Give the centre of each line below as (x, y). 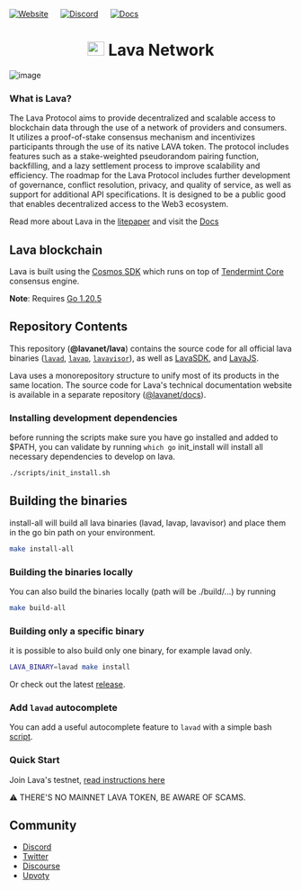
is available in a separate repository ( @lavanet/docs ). (108, 394)
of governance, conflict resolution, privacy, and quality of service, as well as (150, 185)
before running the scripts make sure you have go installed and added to (144, 437)
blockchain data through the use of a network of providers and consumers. (148, 128)
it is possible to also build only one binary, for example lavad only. (131, 651)
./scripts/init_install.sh (60, 473)
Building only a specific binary (77, 631)
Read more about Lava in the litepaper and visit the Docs (114, 221)
